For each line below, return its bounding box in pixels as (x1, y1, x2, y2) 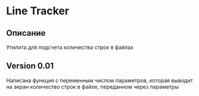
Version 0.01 (6, 61, 54, 71)
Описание (6, 28, 46, 38)
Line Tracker (6, 4, 70, 18)
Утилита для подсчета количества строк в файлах (6, 44, 134, 51)
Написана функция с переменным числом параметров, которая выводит (6, 76, 193, 84)
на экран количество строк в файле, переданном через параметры (6, 83, 179, 90)
